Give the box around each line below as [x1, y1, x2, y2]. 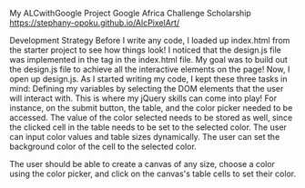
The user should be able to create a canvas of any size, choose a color [9, 159, 276, 169]
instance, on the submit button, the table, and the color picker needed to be [9, 103, 293, 113]
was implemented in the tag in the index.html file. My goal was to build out [9, 54, 289, 64]
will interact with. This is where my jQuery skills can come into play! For [9, 93, 278, 104]
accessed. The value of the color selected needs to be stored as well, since [9, 113, 293, 123]
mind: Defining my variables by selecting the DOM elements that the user [9, 84, 284, 94]
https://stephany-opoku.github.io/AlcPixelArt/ [9, 17, 180, 28]
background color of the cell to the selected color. [9, 141, 198, 152]
